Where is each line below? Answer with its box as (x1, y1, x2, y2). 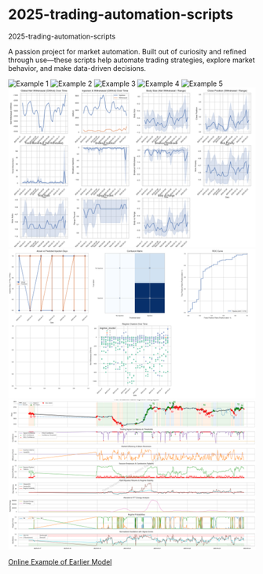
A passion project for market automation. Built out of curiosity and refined (8, 46, 247, 56)
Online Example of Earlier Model (8, 557, 112, 567)
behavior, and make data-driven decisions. (8, 63, 147, 72)
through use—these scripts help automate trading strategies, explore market (8, 55, 255, 65)
